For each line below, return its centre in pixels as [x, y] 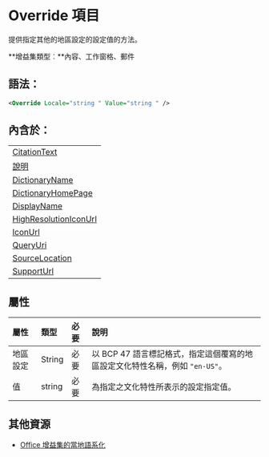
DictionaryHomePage [53, 193]
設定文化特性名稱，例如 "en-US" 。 [163, 366]
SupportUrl [33, 271]
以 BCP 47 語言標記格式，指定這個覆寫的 [169, 354]
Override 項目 [54, 16]
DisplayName [37, 206]
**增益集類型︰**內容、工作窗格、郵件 [72, 56]
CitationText [35, 152]
